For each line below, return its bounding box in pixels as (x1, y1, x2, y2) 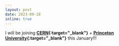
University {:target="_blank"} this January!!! (5, 35, 97, 41)
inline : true (5, 16, 32, 21)
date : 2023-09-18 (5, 12, 41, 17)
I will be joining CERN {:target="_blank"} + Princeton (5, 30, 115, 36)
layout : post (5, 7, 32, 12)
